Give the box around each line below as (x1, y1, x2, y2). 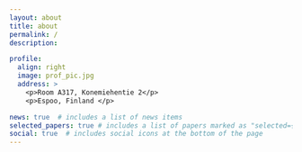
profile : (9, 55, 42, 64)
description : (9, 38, 58, 48)
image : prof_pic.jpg (17, 71, 94, 81)
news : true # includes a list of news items (9, 112, 182, 121)
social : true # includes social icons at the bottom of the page (9, 130, 263, 139)
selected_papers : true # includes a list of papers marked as (9, 121, 247, 130)
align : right (17, 63, 67, 72)
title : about (9, 22, 58, 31)
